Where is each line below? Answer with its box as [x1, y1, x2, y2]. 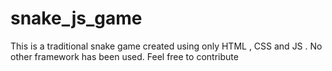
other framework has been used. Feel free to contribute [10, 50, 239, 62]
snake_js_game [10, 7, 143, 30]
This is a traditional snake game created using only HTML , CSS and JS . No [10, 40, 323, 52]
